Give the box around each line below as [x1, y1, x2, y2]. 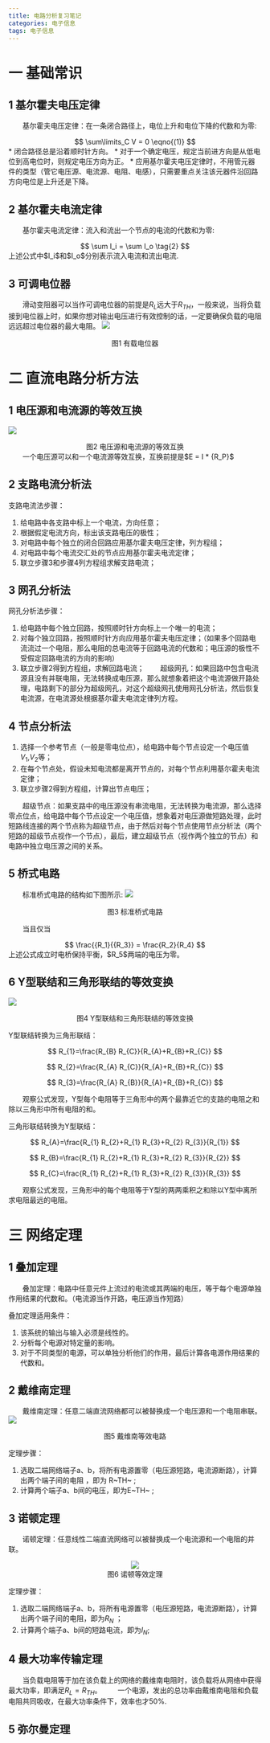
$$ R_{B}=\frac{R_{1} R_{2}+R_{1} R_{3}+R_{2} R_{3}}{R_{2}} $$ [29, 1152, 241, 1162]
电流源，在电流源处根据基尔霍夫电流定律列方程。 [19, 694, 182, 703]
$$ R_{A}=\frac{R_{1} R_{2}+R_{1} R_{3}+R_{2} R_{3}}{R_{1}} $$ [30, 1137, 240, 1147]
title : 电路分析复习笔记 [8, 11, 82, 20]
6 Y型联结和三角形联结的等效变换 [8, 976, 174, 989]
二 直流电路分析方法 [8, 369, 139, 387]
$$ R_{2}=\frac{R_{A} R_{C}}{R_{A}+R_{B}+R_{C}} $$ [47, 1062, 223, 1071]
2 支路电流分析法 [8, 477, 92, 491]
